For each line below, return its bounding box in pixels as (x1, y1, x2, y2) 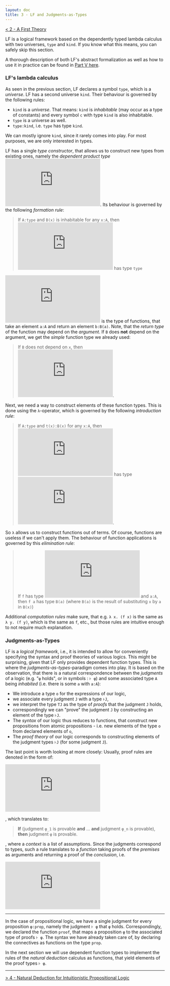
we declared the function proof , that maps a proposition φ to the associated (5, 929, 162, 935)
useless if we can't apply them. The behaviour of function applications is (5, 535, 157, 541)
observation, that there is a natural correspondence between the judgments (5, 670, 163, 676)
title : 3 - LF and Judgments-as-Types (5, 12, 87, 17)
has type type (113, 265, 143, 271)
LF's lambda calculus (5, 74, 59, 82)
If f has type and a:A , (17, 593, 158, 599)
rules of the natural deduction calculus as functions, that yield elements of (5, 955, 160, 961)
